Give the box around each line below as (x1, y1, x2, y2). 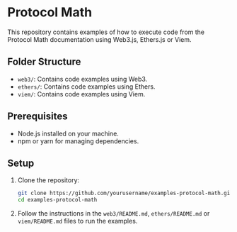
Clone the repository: (17, 176, 80, 184)
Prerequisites (7, 111, 68, 123)
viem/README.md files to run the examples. (17, 217, 138, 226)
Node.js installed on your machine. (17, 129, 119, 138)
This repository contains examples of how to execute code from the (7, 28, 205, 36)
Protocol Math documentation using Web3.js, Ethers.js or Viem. (7, 35, 192, 43)
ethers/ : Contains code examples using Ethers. (17, 82, 156, 91)
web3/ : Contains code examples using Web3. (17, 74, 148, 83)
